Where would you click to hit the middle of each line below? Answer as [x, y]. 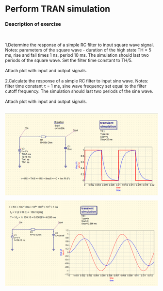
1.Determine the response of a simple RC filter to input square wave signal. [80, 45]
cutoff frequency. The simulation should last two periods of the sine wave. [79, 91]
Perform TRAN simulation [58, 9]
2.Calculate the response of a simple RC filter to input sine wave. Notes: [77, 81]
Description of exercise [33, 24]
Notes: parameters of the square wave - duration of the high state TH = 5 [78, 50]
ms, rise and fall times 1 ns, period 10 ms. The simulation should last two [77, 55]
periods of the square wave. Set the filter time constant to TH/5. [69, 60]
